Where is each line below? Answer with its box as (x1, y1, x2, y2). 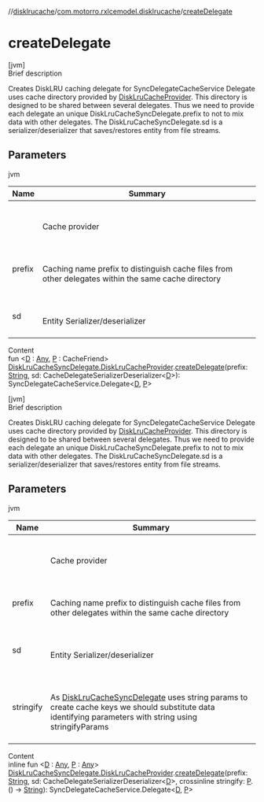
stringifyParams (49, 721, 109, 732)
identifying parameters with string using (49, 711, 198, 723)
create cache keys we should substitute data (49, 701, 215, 712)
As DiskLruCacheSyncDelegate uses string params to (49, 692, 248, 703)
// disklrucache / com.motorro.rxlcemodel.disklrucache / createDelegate (8, 7, 233, 16)
